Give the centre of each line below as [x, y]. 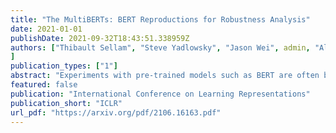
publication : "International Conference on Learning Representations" [160, 94]
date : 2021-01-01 [46, 29]
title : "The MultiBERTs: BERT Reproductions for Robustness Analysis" [160, 19]
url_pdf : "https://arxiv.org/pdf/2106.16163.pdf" [116, 112]
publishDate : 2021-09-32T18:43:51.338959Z [100, 38]
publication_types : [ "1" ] [64, 66]
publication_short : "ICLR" [66, 103]
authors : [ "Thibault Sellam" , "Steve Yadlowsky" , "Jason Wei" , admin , [160, 47]
